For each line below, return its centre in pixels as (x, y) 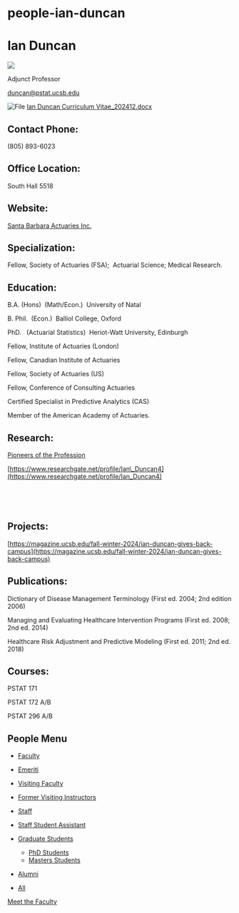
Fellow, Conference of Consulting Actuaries (71, 388)
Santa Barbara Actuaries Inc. (50, 226)
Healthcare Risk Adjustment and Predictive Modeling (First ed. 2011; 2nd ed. (119, 641)
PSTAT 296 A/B (30, 716)
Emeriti (28, 770)
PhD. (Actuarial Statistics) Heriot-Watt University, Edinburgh (98, 333)
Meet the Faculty (32, 902)
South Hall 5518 (30, 186)
